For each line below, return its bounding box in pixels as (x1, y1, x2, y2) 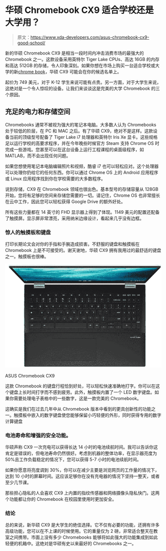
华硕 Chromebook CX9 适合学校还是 (5, 4, 154, 16)
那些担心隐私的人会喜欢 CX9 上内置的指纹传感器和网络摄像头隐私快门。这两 (5, 490, 160, 496)
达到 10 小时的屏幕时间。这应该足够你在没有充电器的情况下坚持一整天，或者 (5, 473, 160, 479)
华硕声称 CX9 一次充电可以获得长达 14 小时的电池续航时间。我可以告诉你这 (5, 444, 158, 450)
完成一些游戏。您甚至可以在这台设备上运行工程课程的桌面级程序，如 (5, 146, 144, 152)
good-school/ (17, 40, 46, 46)
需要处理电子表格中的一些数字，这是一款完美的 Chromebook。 (13, 395, 142, 401)
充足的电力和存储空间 (5, 108, 70, 116)
